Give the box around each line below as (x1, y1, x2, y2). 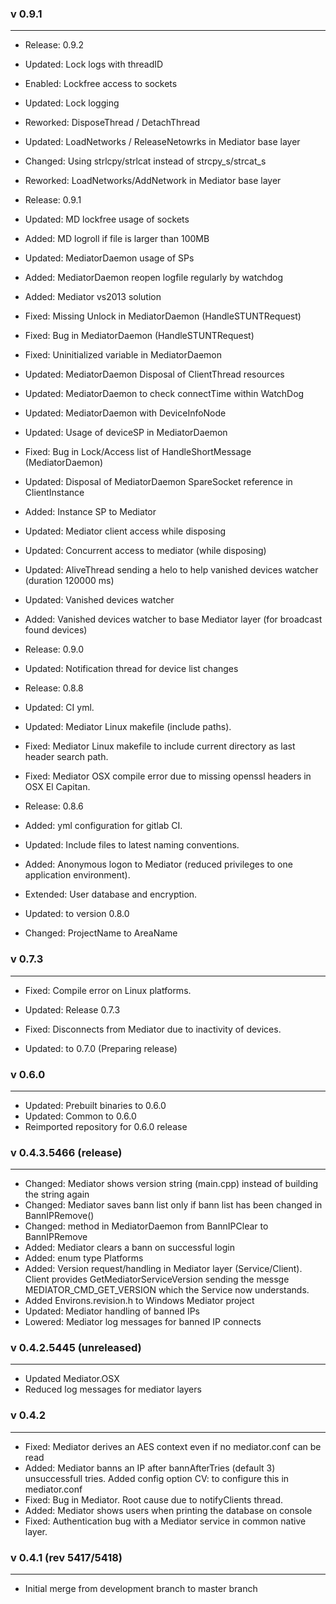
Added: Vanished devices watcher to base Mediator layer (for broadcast (24, 613, 323, 626)
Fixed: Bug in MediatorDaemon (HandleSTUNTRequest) (24, 330, 255, 342)
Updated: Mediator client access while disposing (24, 525, 227, 537)
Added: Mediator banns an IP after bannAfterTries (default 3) (24, 1462, 276, 1474)
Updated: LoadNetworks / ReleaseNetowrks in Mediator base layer (24, 136, 301, 148)
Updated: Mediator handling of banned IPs (24, 1305, 200, 1317)
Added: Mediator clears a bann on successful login (24, 1242, 236, 1254)
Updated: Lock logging (24, 97, 120, 109)
